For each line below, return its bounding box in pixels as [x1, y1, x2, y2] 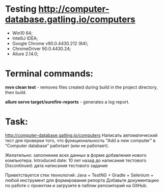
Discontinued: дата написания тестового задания [5, 163, 108, 169]
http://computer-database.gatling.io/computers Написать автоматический [5, 132, 158, 138]
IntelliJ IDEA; [12, 35, 38, 41]
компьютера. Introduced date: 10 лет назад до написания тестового [5, 157, 146, 163]
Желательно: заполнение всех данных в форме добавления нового [5, 152, 147, 158]
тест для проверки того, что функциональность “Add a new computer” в [5, 137, 156, 143]
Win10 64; [12, 30, 33, 36]
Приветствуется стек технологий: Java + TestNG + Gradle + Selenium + [5, 172, 154, 178]
